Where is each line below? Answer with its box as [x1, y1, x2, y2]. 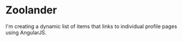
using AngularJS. [5, 29, 47, 36]
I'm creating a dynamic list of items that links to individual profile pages [5, 23, 177, 30]
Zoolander [5, 3, 57, 17]
